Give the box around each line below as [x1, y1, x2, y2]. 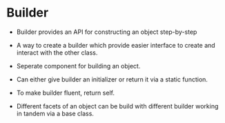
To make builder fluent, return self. [16, 88, 115, 97]
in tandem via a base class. [16, 109, 95, 117]
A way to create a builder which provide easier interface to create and [16, 41, 215, 49]
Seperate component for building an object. [16, 61, 141, 70]
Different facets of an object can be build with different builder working [16, 102, 219, 110]
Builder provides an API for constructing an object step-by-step [16, 28, 197, 36]
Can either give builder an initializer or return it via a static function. [16, 75, 208, 84]
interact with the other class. [16, 48, 98, 57]
